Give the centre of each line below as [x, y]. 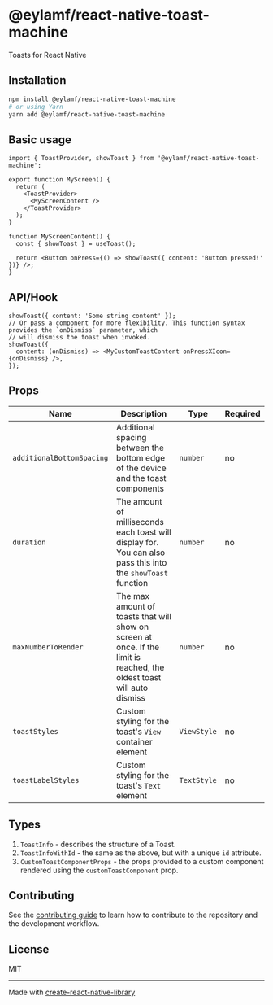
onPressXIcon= [206, 352]
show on [132, 627]
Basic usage [40, 140]
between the [141, 448]
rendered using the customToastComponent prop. [99, 870]
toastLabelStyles [46, 780]
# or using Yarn [36, 107]
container [134, 741]
